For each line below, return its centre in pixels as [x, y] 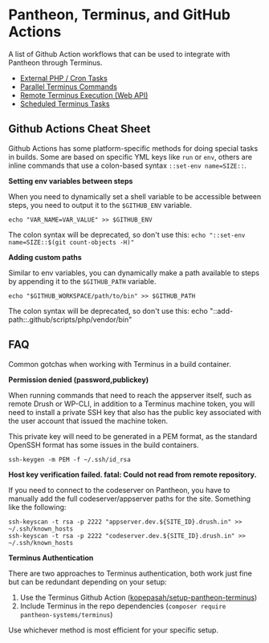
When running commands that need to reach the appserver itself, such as [130, 395]
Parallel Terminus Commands [69, 87]
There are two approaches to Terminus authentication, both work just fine [130, 573]
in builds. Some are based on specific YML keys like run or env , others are [130, 157]
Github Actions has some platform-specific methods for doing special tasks [133, 148]
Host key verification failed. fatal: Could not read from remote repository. [132, 474]
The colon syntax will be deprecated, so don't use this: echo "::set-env [127, 234]
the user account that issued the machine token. [88, 421]
